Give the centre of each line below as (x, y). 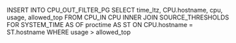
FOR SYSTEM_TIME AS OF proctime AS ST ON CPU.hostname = (100, 25)
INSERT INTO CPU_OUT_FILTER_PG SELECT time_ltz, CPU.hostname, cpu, (115, 10)
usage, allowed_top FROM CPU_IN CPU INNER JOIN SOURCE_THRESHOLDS (118, 17)
